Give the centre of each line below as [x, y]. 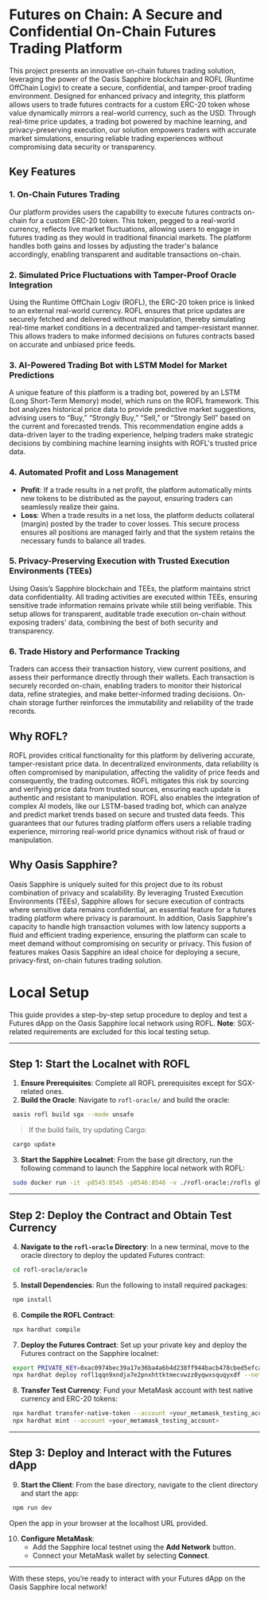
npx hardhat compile [47, 1329]
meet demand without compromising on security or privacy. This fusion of [130, 943]
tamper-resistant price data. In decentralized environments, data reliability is [134, 763]
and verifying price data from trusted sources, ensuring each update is [125, 789]
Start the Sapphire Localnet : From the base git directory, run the [127, 1160]
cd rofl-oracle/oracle [50, 1270]
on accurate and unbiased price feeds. [72, 344]
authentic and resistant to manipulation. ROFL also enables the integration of [134, 798]
